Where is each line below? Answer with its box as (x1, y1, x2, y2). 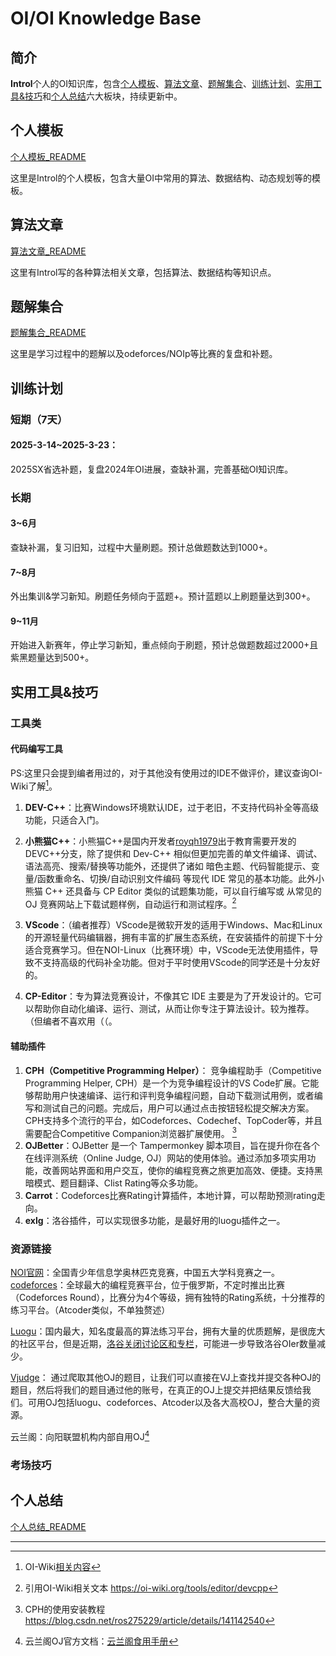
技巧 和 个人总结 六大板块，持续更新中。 (24, 90, 183, 102)
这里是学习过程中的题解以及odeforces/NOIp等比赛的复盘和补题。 (10, 348, 278, 360)
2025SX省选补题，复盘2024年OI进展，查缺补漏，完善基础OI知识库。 (10, 463, 294, 475)
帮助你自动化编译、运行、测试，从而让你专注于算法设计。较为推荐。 (33, 1003, 315, 1015)
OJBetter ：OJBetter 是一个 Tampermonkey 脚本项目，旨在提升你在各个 (24, 1140, 321, 1152)
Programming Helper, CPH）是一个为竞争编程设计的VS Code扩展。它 (24, 1077, 311, 1089)
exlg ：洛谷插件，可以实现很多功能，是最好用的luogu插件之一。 (24, 1215, 286, 1227)
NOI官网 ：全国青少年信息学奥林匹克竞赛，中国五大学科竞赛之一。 (10, 1267, 281, 1279)
